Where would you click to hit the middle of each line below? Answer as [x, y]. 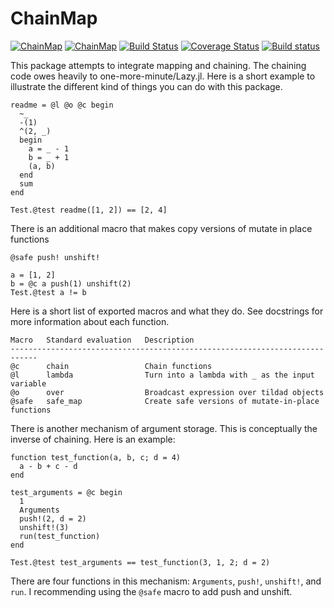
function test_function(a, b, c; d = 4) [96, 457]
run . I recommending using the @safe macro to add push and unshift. [151, 591]
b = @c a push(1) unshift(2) [71, 283]
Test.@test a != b [48, 292]
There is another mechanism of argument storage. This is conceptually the [164, 428]
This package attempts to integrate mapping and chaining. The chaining [158, 65]
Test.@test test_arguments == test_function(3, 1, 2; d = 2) [140, 562]
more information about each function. [90, 321]
